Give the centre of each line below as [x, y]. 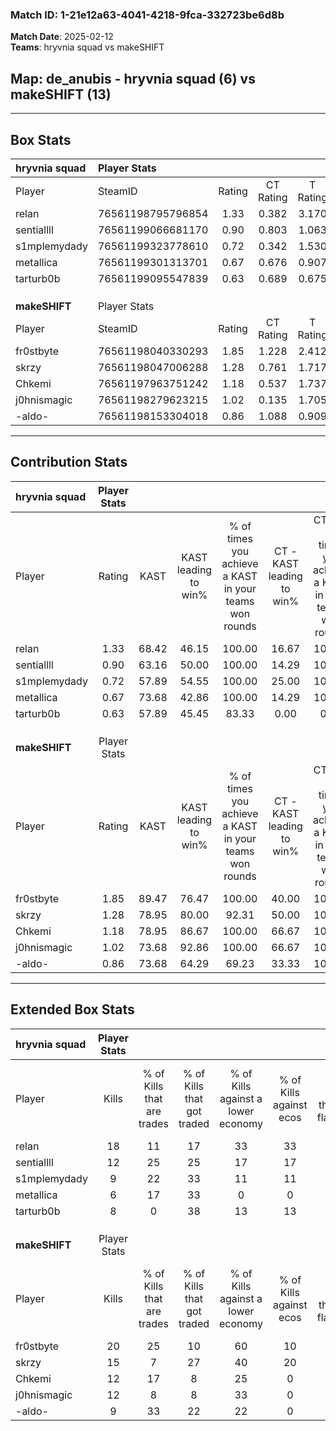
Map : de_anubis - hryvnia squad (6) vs [133, 78]
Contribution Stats [69, 462]
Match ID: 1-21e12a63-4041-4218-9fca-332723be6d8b [147, 15]
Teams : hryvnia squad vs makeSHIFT [87, 47]
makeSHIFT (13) [61, 94]
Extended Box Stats [72, 1009]
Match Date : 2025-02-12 [62, 37]
